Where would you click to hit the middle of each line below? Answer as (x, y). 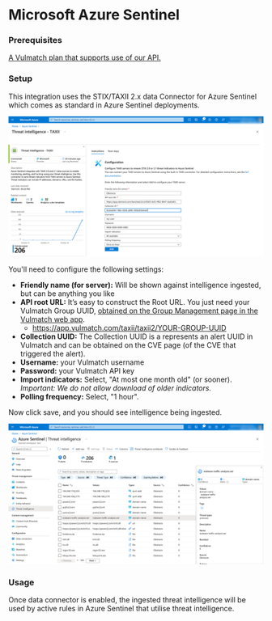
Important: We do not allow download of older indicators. (116, 388)
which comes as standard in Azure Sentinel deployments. (104, 105)
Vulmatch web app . (52, 319)
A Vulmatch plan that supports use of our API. (85, 57)
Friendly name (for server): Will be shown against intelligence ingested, (140, 285)
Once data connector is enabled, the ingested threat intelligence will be (127, 600)
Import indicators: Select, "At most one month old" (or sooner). (126, 380)
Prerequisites (35, 40)
